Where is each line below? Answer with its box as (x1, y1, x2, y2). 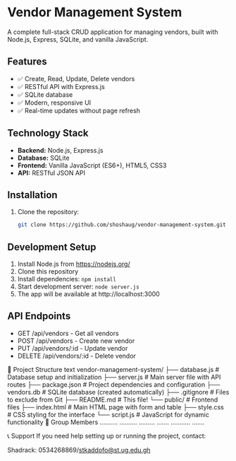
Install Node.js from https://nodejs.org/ (17, 259, 130, 269)
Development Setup (7, 241, 97, 253)
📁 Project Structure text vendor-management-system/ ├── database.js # (7, 365, 220, 373)
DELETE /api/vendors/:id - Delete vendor (17, 351, 136, 360)
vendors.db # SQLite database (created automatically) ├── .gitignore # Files (7, 387, 230, 396)
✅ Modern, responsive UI (17, 98, 92, 107)
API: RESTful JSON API (17, 168, 86, 177)
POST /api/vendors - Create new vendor (17, 337, 135, 345)
